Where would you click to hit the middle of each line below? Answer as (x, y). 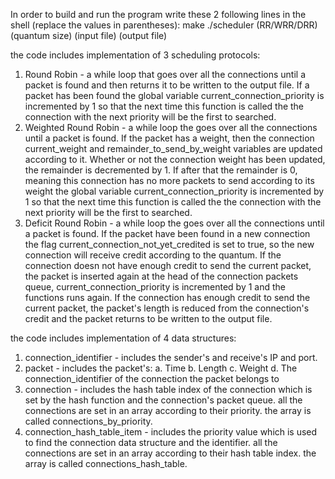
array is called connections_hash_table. (106, 463)
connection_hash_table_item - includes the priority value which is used (171, 432)
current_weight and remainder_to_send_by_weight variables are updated (173, 148)
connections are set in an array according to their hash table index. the (170, 453)
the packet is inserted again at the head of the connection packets (161, 276)
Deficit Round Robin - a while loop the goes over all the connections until (174, 223)
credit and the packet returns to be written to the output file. (148, 318)
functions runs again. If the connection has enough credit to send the (167, 297)
